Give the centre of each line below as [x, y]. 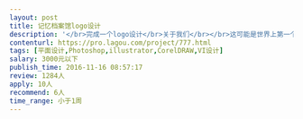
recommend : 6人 [37, 92]
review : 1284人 [37, 76]
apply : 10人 [31, 84]
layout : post [34, 17]
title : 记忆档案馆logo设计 [55, 26]
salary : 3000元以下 [44, 59]
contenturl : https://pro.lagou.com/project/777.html [110, 42]
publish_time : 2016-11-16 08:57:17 [76, 68]
